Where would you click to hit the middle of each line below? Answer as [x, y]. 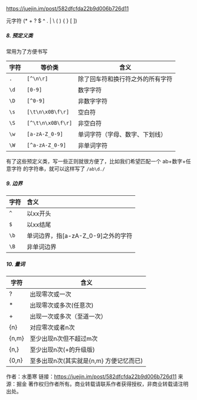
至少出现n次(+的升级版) [63, 350]
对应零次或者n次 [52, 327]
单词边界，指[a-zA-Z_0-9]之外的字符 [80, 236]
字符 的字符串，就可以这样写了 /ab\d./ [58, 169]
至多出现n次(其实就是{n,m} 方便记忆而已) [86, 360]
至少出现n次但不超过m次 [64, 338]
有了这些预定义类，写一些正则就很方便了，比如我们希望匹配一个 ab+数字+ [96, 161]
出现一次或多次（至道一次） [68, 316]
